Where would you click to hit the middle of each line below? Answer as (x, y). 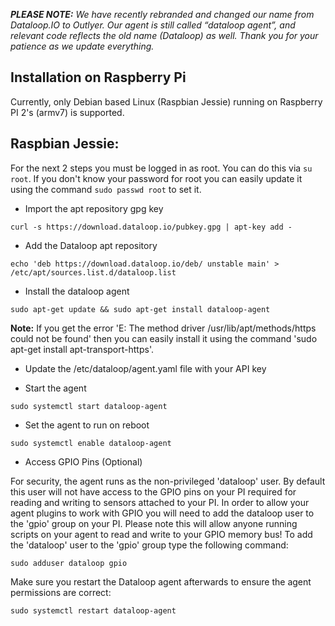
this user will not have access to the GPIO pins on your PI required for (153, 491)
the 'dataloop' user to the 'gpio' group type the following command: (149, 545)
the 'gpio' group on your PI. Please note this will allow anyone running (154, 523)
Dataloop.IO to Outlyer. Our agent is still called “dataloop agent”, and (153, 25)
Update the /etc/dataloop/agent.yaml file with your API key (145, 368)
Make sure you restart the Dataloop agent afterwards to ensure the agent (161, 581)
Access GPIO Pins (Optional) (83, 461)
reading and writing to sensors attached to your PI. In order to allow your (160, 502)
